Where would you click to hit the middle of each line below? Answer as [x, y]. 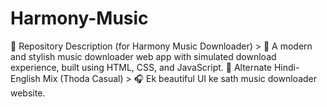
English [25, 78]
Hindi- [286, 67]
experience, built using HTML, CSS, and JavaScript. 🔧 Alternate [141, 67]
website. [28, 93]
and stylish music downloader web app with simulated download [143, 56]
